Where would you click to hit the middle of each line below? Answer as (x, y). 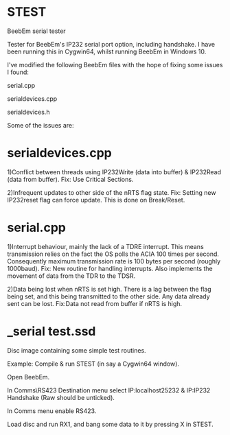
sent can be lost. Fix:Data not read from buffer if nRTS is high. (95, 303)
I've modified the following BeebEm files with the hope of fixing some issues (115, 64)
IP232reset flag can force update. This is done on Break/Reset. (96, 200)
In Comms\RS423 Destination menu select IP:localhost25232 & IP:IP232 (109, 390)
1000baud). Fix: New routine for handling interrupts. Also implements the (110, 268)
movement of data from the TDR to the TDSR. (71, 276)
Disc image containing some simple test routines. (77, 350)
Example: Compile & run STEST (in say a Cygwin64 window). (93, 364)
